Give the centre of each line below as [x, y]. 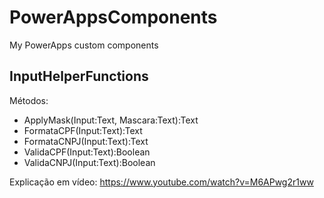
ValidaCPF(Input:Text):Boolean [87, 152]
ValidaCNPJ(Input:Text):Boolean [89, 162]
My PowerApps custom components [84, 45]
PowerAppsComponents [113, 17]
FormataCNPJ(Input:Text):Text [86, 141]
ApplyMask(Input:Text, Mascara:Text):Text [111, 120]
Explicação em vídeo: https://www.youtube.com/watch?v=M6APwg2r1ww [161, 182]
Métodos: [29, 100]
